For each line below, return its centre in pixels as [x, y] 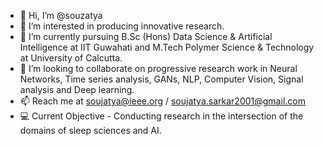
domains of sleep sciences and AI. [90, 130]
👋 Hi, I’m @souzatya [61, 15]
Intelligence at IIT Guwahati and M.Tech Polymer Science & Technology [167, 47]
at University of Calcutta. [71, 58]
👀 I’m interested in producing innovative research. [122, 26]
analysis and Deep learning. [77, 89]
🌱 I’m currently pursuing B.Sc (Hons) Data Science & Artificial [146, 36]
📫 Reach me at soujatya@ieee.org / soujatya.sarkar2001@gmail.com [162, 101]
